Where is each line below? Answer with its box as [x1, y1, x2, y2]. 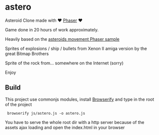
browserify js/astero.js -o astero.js [7, 111, 86, 116]
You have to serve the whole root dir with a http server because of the [5, 119, 145, 125]
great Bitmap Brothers [5, 50, 49, 57]
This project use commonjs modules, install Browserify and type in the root [5, 96, 155, 102]
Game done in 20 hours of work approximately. [5, 27, 99, 32]
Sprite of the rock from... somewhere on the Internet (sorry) [5, 60, 124, 66]
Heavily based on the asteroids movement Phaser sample [5, 36, 120, 42]
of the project [5, 101, 32, 107]
